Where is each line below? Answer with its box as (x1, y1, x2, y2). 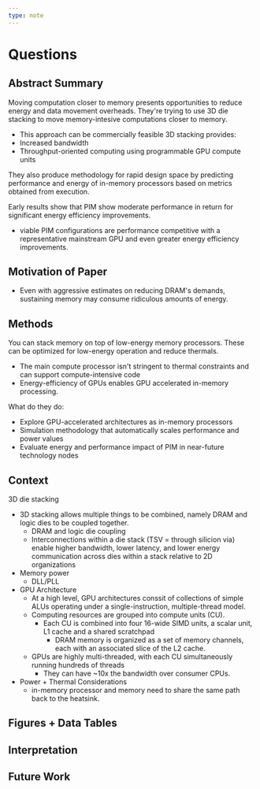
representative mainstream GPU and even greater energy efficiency (19, 234, 240, 243)
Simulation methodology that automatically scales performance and (19, 426, 240, 435)
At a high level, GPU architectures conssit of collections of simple (31, 594, 244, 603)
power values (19, 434, 64, 443)
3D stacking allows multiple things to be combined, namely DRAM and (19, 509, 248, 520)
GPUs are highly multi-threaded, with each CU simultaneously (31, 652, 233, 661)
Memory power (19, 569, 69, 578)
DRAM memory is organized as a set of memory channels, (54, 635, 244, 645)
